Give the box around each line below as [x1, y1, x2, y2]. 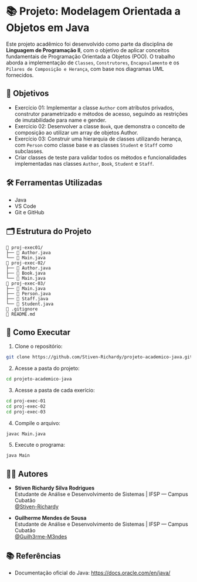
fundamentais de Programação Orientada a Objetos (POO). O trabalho [6, 53, 175, 60]
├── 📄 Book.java [6, 271, 46, 276]
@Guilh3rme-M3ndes [14, 533, 67, 540]
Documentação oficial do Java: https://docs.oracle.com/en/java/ [14, 569, 171, 576]
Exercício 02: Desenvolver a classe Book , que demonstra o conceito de [14, 122, 185, 129]
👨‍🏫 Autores [6, 469, 48, 479]
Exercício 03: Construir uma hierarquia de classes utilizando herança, [14, 135, 183, 142]
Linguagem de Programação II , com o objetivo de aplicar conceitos [6, 46, 170, 53]
